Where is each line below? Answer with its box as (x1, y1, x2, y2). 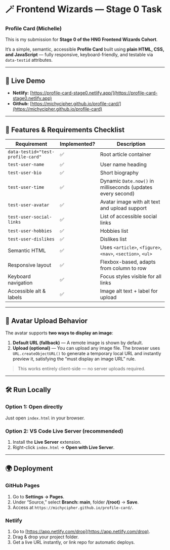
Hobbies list (100, 228, 129, 235)
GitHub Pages (5, 482, 40, 489)
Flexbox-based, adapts (100, 259, 156, 266)
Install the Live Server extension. (12, 439, 82, 445)
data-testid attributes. (5, 57, 53, 63)
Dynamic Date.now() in (100, 178, 154, 185)
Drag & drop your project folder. (12, 534, 79, 540)
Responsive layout (8, 262, 52, 269)
